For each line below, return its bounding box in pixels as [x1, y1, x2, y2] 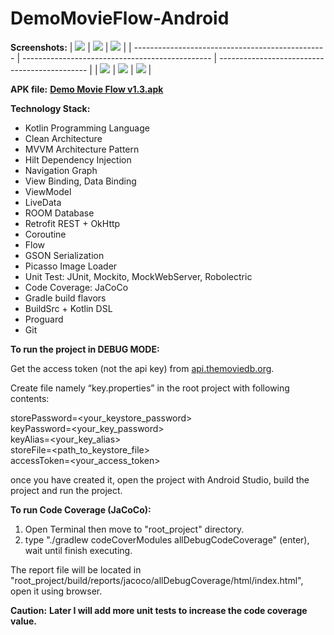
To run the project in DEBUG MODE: [10, 343, 160, 355]
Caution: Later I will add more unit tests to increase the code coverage [10, 604, 308, 616]
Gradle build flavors [24, 292, 107, 304]
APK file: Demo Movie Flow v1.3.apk [10, 83, 164, 95]
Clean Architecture [24, 132, 103, 144]
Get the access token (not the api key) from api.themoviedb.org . [10, 362, 275, 374]
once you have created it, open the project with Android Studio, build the [10, 473, 310, 486]
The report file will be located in [10, 563, 142, 576]
